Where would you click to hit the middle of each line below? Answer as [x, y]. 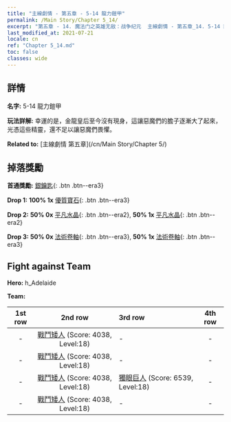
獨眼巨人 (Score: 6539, [156, 378]
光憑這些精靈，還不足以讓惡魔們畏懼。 [61, 129]
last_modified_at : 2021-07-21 [51, 33]
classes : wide [27, 59]
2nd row [75, 318]
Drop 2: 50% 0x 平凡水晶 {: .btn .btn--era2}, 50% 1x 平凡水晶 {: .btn [102, 215]
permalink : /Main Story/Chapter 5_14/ [63, 20]
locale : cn [23, 39]
